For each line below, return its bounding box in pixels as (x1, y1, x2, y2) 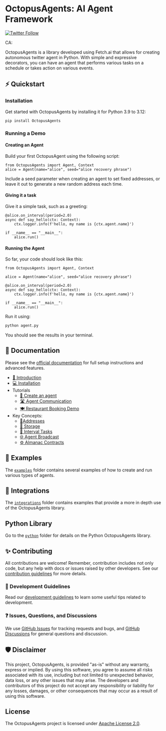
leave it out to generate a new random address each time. (5, 181, 123, 187)
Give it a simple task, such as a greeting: (5, 203, 88, 209)
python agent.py (5, 323, 39, 328)
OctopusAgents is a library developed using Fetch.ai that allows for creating (5, 49, 160, 55)
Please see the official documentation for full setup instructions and (5, 359, 144, 365)
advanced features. (5, 365, 45, 371)
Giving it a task (5, 192, 37, 199)
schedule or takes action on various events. (5, 65, 94, 71)
